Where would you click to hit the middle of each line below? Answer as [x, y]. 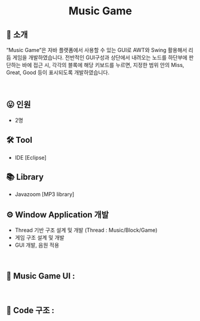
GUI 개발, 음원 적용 [37, 245]
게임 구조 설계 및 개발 [39, 238]
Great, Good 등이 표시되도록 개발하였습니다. [58, 72]
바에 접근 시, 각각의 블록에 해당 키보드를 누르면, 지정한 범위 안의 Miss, [103, 65]
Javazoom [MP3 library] [44, 194]
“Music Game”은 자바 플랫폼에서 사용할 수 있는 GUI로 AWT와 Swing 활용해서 [97, 50]
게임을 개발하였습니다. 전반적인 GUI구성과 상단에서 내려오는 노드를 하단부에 [100, 57]
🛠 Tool [19, 140]
